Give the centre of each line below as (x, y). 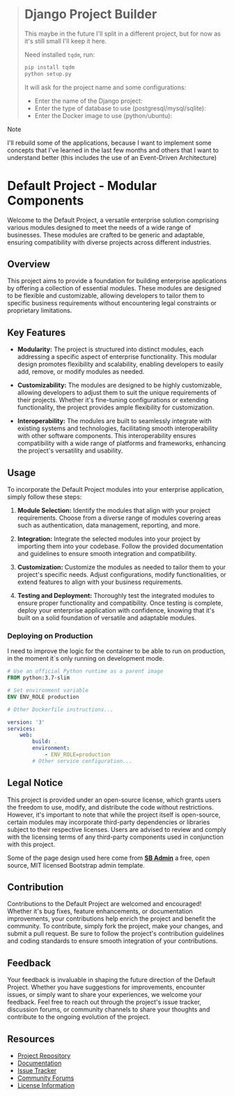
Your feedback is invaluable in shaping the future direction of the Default (111, 980)
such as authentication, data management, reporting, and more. (109, 525)
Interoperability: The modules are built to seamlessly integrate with (114, 421)
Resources (31, 1039)
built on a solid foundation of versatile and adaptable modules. (107, 618)
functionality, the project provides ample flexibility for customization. (116, 407)
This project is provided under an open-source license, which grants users (114, 800)
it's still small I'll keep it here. (65, 41)
